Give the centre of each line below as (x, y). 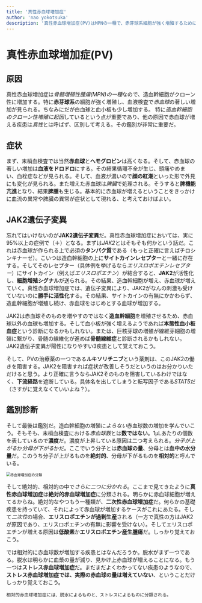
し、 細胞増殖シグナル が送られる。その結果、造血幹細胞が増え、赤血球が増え (101, 280)
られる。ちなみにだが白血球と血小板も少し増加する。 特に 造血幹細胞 (107, 110)
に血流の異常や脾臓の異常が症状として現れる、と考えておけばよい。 (90, 199)
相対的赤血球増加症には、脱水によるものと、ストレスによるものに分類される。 (89, 595)
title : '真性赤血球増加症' (36, 12)
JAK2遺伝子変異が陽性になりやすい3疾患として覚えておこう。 (83, 346)
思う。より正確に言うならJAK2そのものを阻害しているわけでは (104, 374)
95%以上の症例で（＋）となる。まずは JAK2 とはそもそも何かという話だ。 (97, 243)
